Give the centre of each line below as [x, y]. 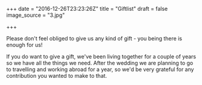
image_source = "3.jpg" [36, 15]
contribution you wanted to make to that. [57, 76]
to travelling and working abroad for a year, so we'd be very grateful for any [100, 69]
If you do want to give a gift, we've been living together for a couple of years [101, 56]
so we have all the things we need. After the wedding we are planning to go [100, 63]
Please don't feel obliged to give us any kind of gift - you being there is [94, 38]
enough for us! [24, 45]
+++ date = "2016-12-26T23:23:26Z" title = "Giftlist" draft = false [87, 9]
